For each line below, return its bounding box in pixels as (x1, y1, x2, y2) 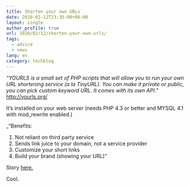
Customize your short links (14, 146, 80, 153)
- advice (11, 42, 33, 48)
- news (11, 47, 28, 53)
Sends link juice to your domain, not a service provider (14, 140, 148, 147)
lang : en (6, 53, 28, 58)
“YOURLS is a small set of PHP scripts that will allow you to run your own (6, 74, 184, 81)
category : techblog (6, 58, 54, 64)
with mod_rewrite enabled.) (6, 110, 73, 118)
